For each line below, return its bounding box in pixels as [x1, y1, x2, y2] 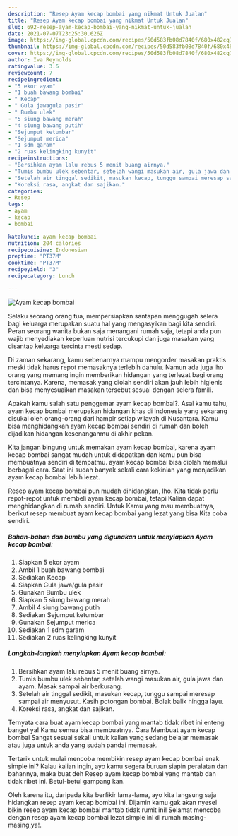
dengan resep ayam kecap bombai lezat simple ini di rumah [8, 813, 182, 821]
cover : [8, 50, 28, 57]
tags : [8, 201, 24, 208]
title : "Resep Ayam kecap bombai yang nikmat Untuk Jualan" [8, 17, 189, 24]
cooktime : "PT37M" [8, 259, 62, 267]
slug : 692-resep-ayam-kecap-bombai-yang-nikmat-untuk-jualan [8, 23, 192, 30]
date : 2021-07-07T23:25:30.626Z [8, 30, 103, 37]
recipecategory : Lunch [8, 273, 75, 280]
